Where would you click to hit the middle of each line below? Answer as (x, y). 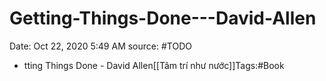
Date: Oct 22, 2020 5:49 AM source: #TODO (100, 46)
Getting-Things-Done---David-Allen (163, 18)
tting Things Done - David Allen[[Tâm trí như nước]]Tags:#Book (154, 65)
